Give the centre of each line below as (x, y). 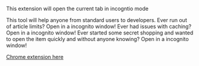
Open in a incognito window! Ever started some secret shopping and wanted (100, 33)
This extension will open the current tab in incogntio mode (77, 9)
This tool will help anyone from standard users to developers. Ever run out (97, 20)
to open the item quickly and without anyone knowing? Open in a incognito (97, 39)
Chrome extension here (35, 57)
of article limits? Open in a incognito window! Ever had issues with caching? (99, 26)
